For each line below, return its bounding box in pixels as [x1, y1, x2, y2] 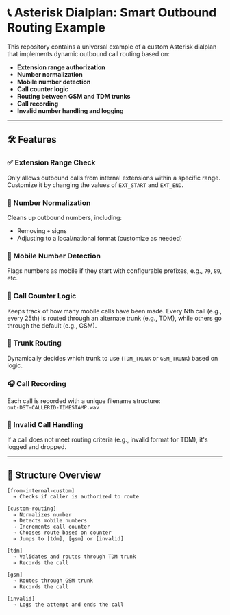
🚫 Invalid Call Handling [7, 420, 84, 430]
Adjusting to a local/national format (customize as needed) [16, 234, 183, 242]
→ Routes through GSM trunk [13, 577, 94, 584]
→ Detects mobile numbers [13, 518, 88, 524]
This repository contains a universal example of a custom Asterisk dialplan [7, 43, 217, 51]
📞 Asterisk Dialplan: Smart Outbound [7, 5, 217, 21]
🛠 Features [7, 134, 57, 145]
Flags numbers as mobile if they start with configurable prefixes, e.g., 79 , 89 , [7, 267, 222, 275]
